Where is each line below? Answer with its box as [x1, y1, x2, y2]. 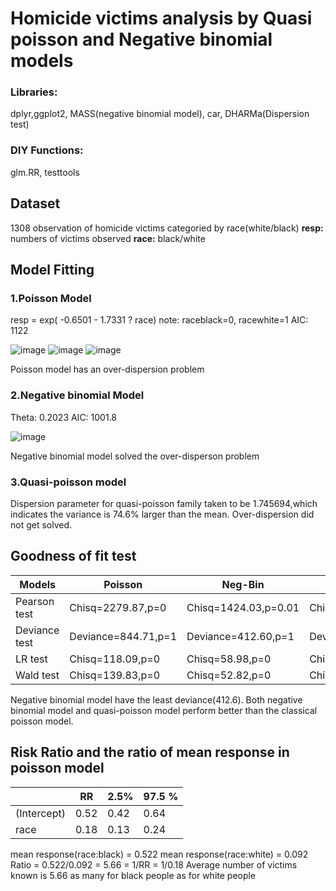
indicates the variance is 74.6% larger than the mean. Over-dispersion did [10, 508, 315, 520]
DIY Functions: [10, 143, 84, 157]
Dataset [10, 195, 61, 212]
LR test [15, 652, 48, 666]
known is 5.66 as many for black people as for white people [10, 869, 257, 881]
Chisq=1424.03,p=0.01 [186, 600, 300, 614]
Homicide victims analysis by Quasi [10, 7, 313, 30]
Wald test [15, 668, 60, 682]
